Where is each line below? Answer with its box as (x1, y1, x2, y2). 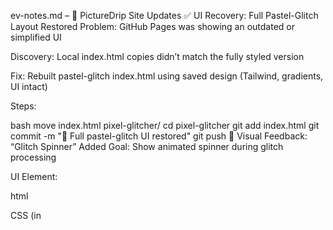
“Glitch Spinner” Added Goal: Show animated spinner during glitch (10, 141, 284, 152)
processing (10, 151, 57, 163)
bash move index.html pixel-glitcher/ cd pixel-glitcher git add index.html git (10, 120, 320, 131)
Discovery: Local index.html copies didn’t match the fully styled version (10, 51, 305, 62)
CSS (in (10, 210, 42, 221)
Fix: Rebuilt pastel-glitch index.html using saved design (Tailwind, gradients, (10, 70, 324, 82)
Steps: (10, 100, 37, 112)
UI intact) (10, 81, 48, 92)
